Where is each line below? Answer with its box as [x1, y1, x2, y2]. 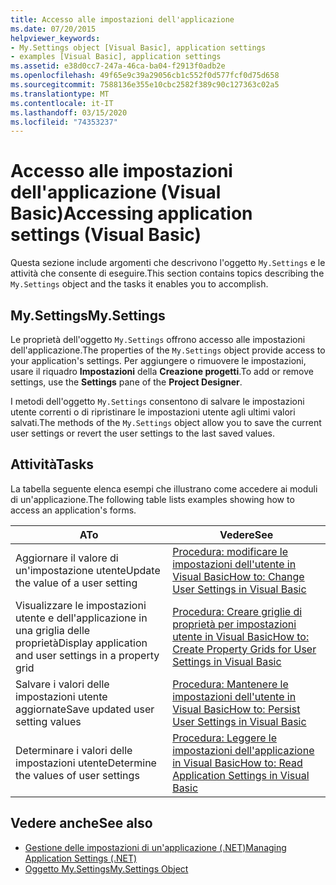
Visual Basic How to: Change [172, 569, 305, 583]
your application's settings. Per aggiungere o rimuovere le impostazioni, [10, 355, 307, 366]
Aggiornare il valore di [15, 551, 119, 565]
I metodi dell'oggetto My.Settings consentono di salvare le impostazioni [10, 396, 305, 407]
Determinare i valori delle [15, 743, 133, 757]
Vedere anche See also [10, 815, 153, 832]
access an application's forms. [10, 504, 137, 516]
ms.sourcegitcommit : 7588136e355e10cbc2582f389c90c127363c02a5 [10, 80, 280, 90]
